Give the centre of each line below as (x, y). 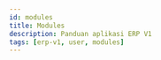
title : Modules (37, 26)
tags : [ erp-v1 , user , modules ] (67, 42)
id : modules (31, 17)
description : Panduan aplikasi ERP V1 (80, 34)
